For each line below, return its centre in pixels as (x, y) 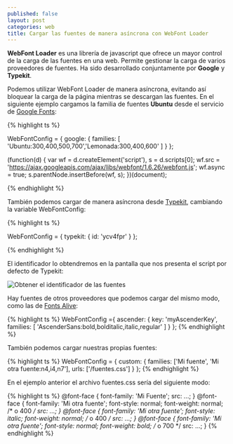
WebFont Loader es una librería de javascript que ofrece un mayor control (115, 53)
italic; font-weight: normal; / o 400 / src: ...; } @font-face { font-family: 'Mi (114, 419)
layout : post (26, 20)
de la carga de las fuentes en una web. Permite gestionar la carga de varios (116, 61)
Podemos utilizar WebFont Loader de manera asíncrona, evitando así (107, 89)
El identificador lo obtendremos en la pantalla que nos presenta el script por (117, 264)
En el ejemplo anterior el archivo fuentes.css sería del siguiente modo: (109, 382)
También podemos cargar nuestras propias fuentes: (82, 348)
